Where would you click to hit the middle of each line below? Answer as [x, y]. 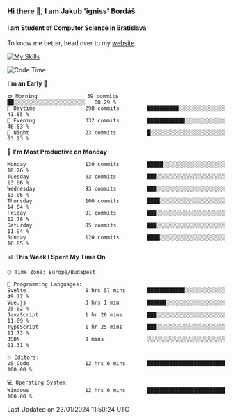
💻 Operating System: [38, 383]
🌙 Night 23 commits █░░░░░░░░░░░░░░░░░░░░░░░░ [116, 133]
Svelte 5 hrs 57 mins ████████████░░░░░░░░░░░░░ [116, 291]
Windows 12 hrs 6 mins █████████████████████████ [116, 391]
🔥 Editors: [23, 357]
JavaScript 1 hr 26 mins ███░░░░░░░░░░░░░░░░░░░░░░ [116, 315]
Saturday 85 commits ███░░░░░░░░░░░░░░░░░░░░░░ [116, 225]
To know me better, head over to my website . [72, 43]
